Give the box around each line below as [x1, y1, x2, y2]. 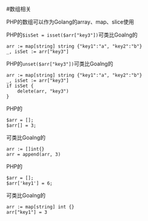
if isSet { [6, 83, 34, 89]
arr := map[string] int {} [6, 204, 75, 210]
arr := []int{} [6, 146, 45, 152]
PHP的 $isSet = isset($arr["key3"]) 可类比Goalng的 [6, 31, 138, 38]
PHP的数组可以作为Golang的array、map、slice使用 [6, 18, 135, 26]
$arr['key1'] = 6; [6, 180, 53, 186]
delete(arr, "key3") [17, 88, 69, 94]
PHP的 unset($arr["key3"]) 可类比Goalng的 [6, 60, 113, 67]
